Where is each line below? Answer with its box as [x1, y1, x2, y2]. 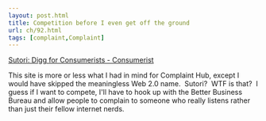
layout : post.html [8, 11, 69, 20]
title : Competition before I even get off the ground [8, 19, 191, 27]
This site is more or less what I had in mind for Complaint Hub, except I [8, 70, 240, 80]
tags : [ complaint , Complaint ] [8, 33, 105, 42]
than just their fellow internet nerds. [8, 104, 125, 114]
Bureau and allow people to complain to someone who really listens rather [8, 96, 251, 105]
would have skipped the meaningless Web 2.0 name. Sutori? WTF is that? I [8, 79, 258, 89]
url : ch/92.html [8, 26, 62, 34]
